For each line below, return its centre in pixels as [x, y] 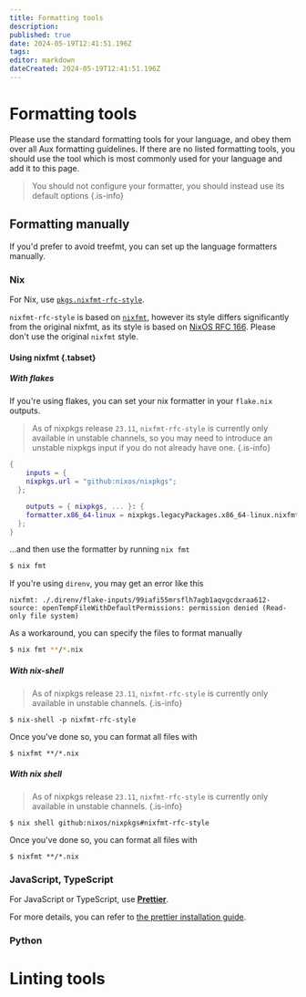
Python [26, 940]
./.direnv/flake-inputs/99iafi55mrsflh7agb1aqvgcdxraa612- [157, 600]
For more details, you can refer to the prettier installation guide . [128, 917]
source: [24, 608]
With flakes [32, 379]
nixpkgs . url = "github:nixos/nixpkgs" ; [102, 482]
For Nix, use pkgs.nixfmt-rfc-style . [77, 299]
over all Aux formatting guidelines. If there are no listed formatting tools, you [153, 149]
